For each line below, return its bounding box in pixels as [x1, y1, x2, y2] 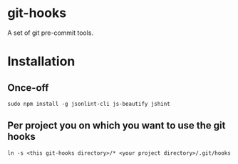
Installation [7, 53, 76, 70]
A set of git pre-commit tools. [7, 28, 94, 37]
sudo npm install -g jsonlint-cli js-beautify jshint [7, 100, 171, 107]
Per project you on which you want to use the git [7, 119, 226, 132]
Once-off [7, 82, 49, 94]
